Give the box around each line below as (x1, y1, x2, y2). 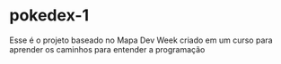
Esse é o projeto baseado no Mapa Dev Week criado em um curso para (9, 35, 273, 45)
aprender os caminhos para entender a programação (9, 44, 206, 54)
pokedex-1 (9, 5, 90, 26)
